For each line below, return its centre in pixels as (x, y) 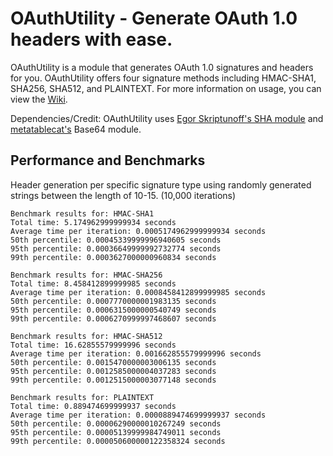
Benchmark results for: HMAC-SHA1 (82, 213)
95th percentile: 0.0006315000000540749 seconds (113, 310)
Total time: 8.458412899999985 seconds (93, 283)
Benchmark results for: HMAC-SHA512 (86, 336)
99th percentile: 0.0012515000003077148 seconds (113, 380)
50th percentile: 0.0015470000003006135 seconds (113, 362)
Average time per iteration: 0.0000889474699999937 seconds (138, 415)
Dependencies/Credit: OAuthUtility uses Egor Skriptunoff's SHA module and (167, 118)
